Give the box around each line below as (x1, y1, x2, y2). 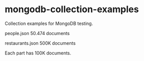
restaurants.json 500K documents (5, 40, 76, 46)
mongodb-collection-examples (5, 4, 139, 15)
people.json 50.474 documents (5, 30, 70, 36)
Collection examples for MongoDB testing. (5, 20, 93, 26)
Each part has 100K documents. (5, 50, 71, 56)
